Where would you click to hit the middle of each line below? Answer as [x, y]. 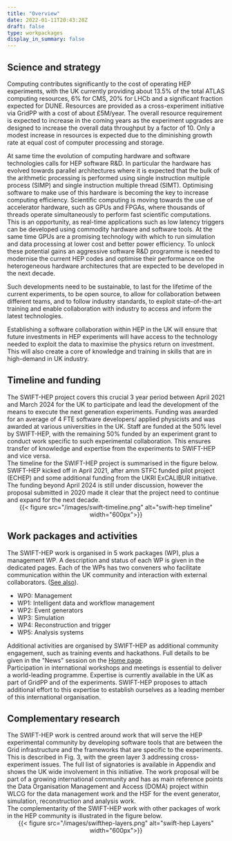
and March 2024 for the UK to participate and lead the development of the [113, 404]
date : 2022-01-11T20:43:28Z [48, 20]
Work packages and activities [72, 536]
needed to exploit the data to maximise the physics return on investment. [111, 344]
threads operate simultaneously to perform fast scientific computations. [109, 214]
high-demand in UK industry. [48, 358]
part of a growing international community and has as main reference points [115, 779]
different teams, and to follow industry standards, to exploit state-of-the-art [115, 301]
